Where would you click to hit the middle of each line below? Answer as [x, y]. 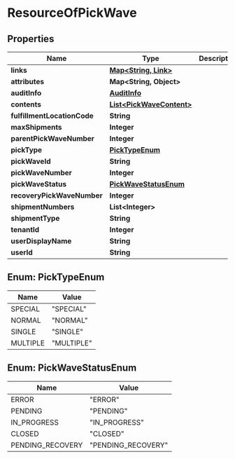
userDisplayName [41, 241]
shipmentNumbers [43, 207]
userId [22, 252]
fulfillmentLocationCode [52, 116]
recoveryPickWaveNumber [57, 196]
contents [26, 104]
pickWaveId [31, 161]
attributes [27, 82]
